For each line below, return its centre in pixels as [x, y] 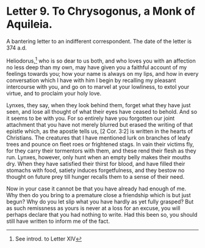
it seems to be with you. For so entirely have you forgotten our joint [91, 118]
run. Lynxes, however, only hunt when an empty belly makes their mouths [99, 157]
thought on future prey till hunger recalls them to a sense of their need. [95, 176]
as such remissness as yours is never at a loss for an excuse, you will [93, 208]
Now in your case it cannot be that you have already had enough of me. [96, 189]
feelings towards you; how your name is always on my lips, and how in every [103, 73]
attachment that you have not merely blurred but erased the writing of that [100, 124]
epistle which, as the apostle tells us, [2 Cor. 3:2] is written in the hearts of [100, 131]
